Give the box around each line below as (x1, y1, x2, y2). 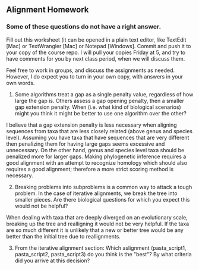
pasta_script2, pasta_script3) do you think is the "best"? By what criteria (14, 250, 192, 258)
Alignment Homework (6, 5, 89, 15)
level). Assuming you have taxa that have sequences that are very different (6, 134, 189, 141)
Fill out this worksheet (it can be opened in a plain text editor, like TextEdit (6, 36, 187, 43)
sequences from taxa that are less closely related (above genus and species (6, 127, 193, 134)
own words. (6, 79, 35, 86)
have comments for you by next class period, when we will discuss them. (6, 55, 185, 62)
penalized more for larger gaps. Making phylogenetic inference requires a (6, 153, 187, 160)
